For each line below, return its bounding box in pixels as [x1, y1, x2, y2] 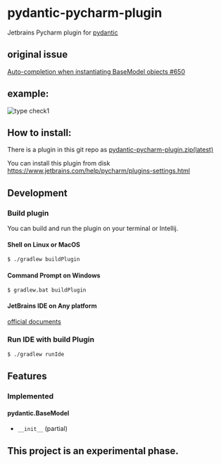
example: [7, 88, 49, 100]
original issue [7, 49, 68, 61]
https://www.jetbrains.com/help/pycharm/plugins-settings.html [7, 167, 191, 175]
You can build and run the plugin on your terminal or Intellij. [7, 224, 179, 233]
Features [7, 370, 47, 382]
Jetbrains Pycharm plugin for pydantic [7, 28, 118, 37]
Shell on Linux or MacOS [7, 240, 81, 249]
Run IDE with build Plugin [7, 334, 95, 344]
